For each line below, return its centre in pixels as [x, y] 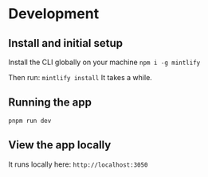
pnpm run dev [30, 121]
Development [54, 14]
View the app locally [60, 145]
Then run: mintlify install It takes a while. [80, 77]
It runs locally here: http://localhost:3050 [78, 164]
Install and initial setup [66, 43]
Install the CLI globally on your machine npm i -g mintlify [104, 62]
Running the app [50, 103]
